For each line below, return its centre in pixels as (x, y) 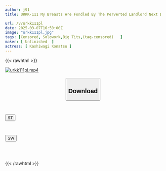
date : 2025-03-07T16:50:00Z (34, 28)
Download (83, 91)
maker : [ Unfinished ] (30, 42)
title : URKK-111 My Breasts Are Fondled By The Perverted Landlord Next (82, 14)
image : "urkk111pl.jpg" (30, 33)
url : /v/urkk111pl (24, 23)
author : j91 (17, 10)
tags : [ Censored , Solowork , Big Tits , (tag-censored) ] (64, 37)
